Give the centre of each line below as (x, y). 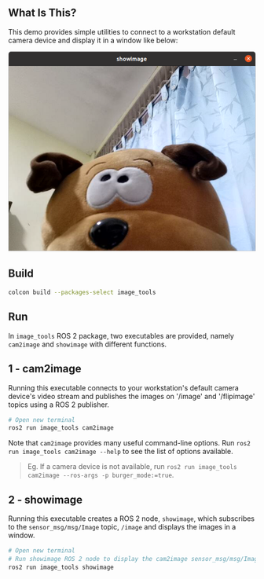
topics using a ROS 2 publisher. (59, 405)
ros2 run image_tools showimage (61, 567)
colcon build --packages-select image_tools (82, 293)
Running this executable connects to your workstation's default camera (124, 387)
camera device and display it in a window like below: (93, 40)
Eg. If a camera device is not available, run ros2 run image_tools (132, 467)
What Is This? (42, 13)
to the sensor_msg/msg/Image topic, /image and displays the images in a (122, 527)
